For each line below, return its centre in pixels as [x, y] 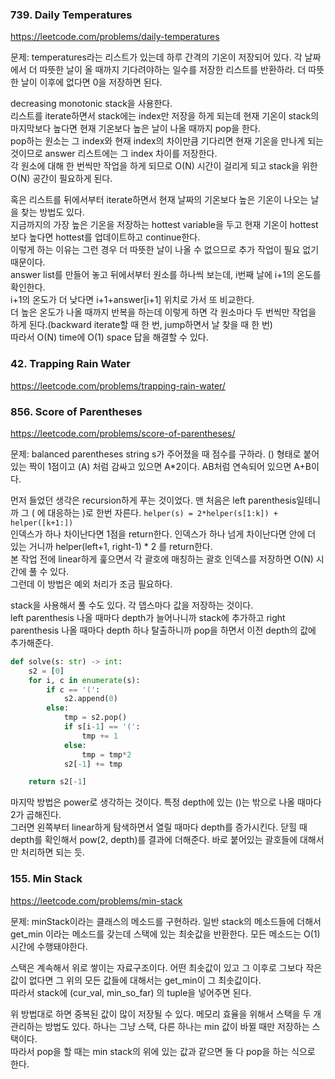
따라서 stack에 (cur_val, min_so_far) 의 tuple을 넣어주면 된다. [131, 992]
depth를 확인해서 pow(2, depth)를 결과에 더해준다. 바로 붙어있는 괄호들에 [154, 840]
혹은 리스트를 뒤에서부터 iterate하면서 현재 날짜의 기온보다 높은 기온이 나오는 [159, 200]
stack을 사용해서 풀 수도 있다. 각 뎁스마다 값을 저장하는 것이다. [132, 605]
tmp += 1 [99, 736]
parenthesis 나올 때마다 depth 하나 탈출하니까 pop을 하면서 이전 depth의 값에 [163, 630]
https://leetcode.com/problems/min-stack [96, 900]
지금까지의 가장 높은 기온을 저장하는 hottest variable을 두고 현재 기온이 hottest [164, 225]
